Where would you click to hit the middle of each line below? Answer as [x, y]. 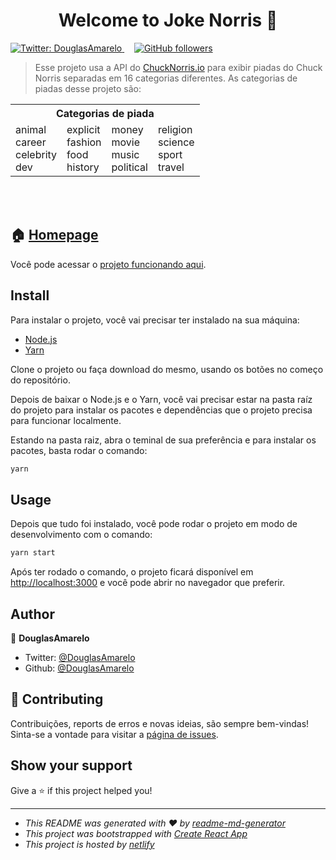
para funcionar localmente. [66, 420]
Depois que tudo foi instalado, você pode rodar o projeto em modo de [154, 524]
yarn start [33, 553]
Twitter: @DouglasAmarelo [80, 657]
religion [175, 129]
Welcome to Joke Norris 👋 [168, 20]
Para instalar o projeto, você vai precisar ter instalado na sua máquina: [155, 320]
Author [32, 614]
